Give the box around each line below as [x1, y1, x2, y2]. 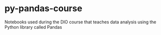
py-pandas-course [4, 3, 83, 14]
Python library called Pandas [4, 24, 62, 30]
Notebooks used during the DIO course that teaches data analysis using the [4, 19, 157, 25]
